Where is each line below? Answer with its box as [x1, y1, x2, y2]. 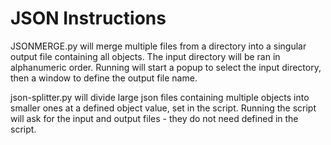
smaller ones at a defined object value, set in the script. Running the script [10, 102, 317, 114]
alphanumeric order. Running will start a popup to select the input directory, [10, 61, 322, 73]
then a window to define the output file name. [10, 72, 198, 84]
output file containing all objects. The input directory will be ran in [10, 50, 281, 62]
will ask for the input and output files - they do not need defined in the [10, 112, 299, 124]
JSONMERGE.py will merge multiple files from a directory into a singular [10, 40, 307, 52]
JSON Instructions [10, 7, 167, 30]
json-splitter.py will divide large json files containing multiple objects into [10, 91, 310, 103]
